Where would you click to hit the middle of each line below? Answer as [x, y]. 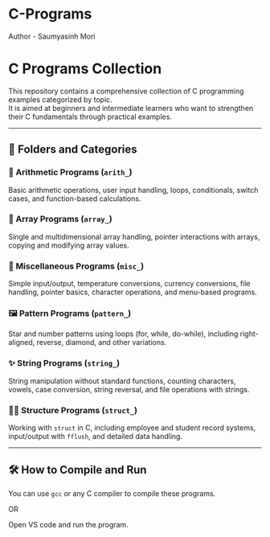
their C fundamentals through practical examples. [90, 117]
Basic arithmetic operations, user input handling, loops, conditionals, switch [133, 190]
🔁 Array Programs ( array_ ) [60, 219]
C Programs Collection [85, 69]
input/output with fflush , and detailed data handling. [96, 437]
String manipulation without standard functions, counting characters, [122, 381]
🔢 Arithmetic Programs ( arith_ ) [70, 172]
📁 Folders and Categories [73, 150]
